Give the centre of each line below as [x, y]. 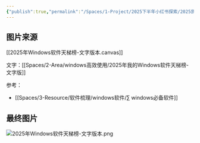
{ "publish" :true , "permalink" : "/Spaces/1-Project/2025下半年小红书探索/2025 [99, 12]
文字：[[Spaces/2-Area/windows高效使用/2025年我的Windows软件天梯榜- [98, 65]
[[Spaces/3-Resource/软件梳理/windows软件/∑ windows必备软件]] [96, 98]
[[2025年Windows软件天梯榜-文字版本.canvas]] [65, 53]
